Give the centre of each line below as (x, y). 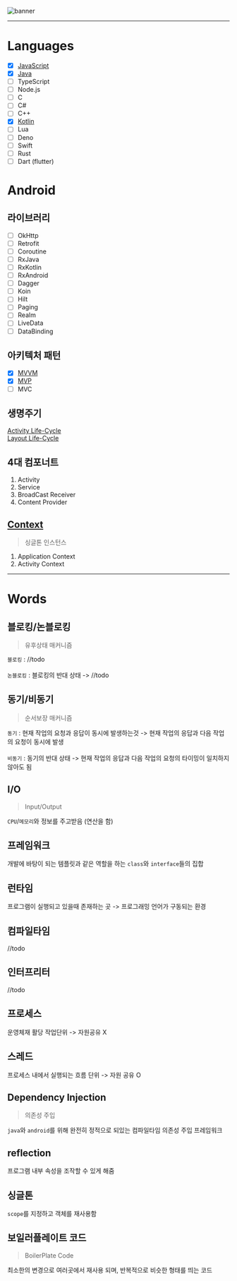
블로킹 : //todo (26, 659)
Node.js (29, 90)
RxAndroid (33, 275)
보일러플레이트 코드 (47, 1238)
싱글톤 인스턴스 (45, 542)
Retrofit (28, 243)
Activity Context (41, 564)
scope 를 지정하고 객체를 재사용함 (52, 1213)
